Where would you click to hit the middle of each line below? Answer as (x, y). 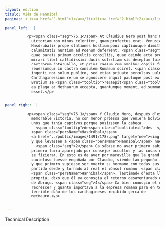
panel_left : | (21, 28)
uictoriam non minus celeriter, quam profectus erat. (87, 41)
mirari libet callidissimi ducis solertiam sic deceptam (91, 60)
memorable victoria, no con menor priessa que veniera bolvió (96, 119)
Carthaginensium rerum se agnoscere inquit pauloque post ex (95, 78)
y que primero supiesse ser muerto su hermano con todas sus (95, 164)
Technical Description (27, 219)
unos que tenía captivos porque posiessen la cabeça (86, 123)
